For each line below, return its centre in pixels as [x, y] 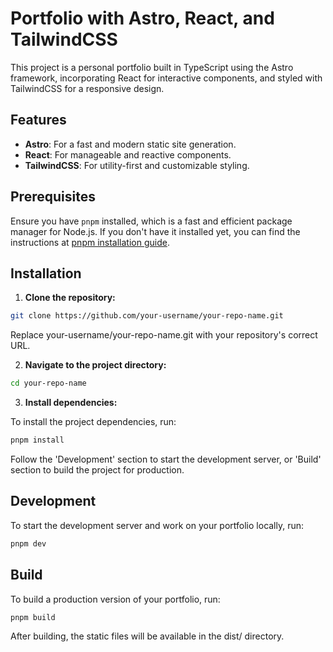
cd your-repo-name [48, 383]
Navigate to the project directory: [95, 365]
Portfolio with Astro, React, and [142, 18]
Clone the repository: [70, 298]
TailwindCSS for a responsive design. [87, 88]
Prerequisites [53, 197]
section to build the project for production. [97, 470]
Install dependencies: [71, 403]
